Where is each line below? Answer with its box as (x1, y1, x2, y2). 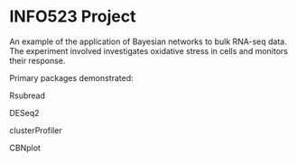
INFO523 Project (9, 6, 136, 27)
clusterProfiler (9, 124, 62, 136)
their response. (9, 55, 66, 66)
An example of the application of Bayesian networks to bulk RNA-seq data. (9, 36, 287, 47)
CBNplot (9, 142, 41, 153)
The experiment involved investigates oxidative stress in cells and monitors (9, 45, 289, 56)
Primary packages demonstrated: (9, 72, 134, 83)
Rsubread (9, 90, 46, 101)
